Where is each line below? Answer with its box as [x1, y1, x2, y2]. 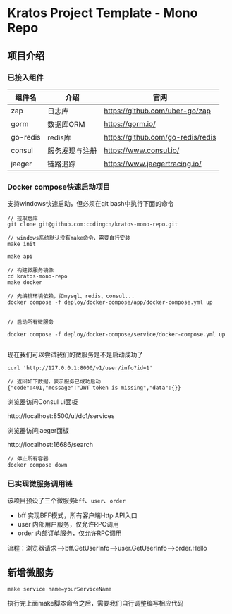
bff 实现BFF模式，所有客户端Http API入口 [17, 511, 138, 520]
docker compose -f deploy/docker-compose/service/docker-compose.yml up [7, 331, 226, 338]
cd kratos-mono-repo [7, 273, 68, 280]
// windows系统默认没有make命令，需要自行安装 [7, 235, 130, 242]
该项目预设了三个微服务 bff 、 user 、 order [7, 496, 126, 505]
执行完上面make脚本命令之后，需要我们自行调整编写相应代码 [7, 599, 184, 608]
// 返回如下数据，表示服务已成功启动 [7, 379, 101, 386]
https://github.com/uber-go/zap [104, 106, 212, 116]
